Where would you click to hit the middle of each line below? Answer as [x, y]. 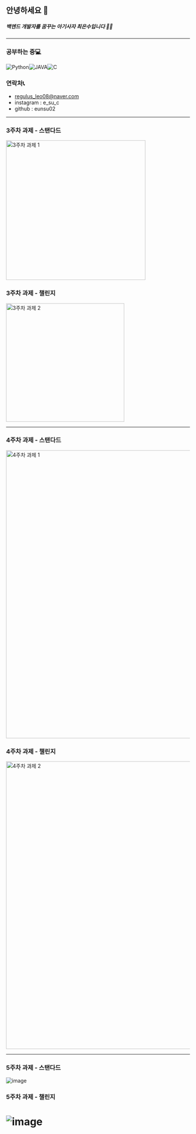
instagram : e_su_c [37, 102]
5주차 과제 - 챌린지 [31, 1097]
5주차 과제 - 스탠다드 [34, 1068]
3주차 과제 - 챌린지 [31, 293]
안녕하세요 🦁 [27, 11]
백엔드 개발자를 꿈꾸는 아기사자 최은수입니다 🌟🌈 [60, 26]
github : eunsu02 [35, 108]
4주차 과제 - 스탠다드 [34, 440]
